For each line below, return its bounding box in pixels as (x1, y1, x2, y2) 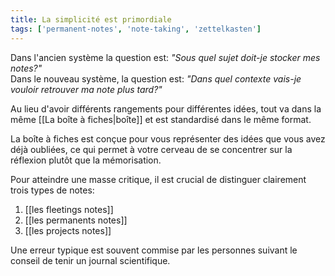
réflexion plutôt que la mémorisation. (10, 154, 162, 166)
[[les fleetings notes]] (24, 203, 114, 215)
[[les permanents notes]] (24, 214, 128, 226)
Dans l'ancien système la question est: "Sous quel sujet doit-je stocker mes (10, 51, 321, 63)
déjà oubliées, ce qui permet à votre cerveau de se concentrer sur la (10, 143, 293, 155)
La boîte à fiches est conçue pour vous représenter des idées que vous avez (10, 132, 326, 145)
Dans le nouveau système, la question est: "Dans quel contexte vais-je (10, 72, 302, 85)
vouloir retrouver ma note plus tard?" (10, 83, 163, 95)
